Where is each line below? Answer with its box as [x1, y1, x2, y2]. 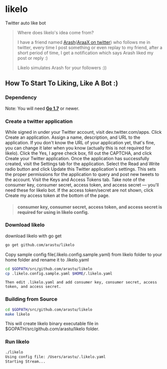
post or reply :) [17, 55, 48, 61]
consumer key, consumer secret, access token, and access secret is [17, 204, 163, 210]
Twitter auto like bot [5, 20, 46, 26]
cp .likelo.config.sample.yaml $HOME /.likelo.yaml [5, 271, 113, 276]
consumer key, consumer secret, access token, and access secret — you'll [5, 182, 159, 187]
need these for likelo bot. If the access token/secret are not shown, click [5, 187, 154, 193]
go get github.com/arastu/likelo [5, 242, 75, 247]
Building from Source [5, 296, 58, 303]
